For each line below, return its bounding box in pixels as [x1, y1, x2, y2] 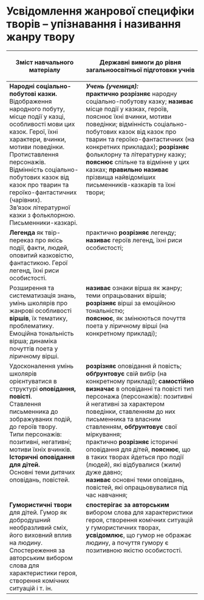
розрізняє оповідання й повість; [86, 362, 182, 370]
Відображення [9, 97, 52, 106]
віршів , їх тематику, [9, 314, 68, 322]
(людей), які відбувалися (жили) [86, 460, 182, 468]
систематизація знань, [9, 291, 76, 300]
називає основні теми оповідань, [86, 475, 185, 484]
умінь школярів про [9, 298, 68, 307]
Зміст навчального [15, 58, 74, 66]
